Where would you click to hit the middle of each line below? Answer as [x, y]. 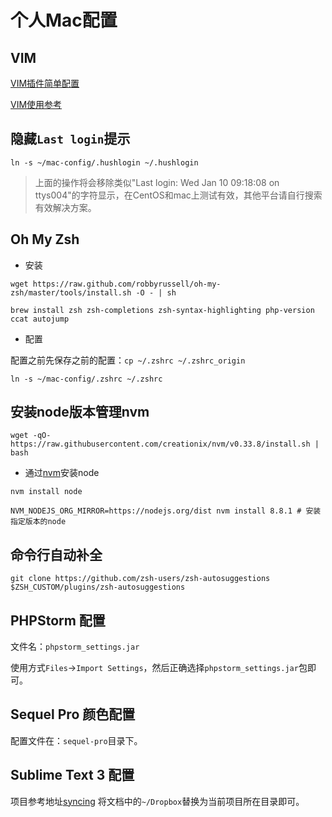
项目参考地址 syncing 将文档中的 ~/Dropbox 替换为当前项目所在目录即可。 [157, 801]
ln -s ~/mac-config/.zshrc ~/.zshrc [86, 379]
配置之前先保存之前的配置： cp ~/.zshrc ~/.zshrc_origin [128, 360]
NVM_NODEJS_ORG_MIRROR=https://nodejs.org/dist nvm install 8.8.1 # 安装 [166, 511]
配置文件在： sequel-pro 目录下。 [76, 740]
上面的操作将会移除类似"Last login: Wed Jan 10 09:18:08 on [157, 182]
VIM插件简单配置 [45, 83]
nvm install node [46, 492]
